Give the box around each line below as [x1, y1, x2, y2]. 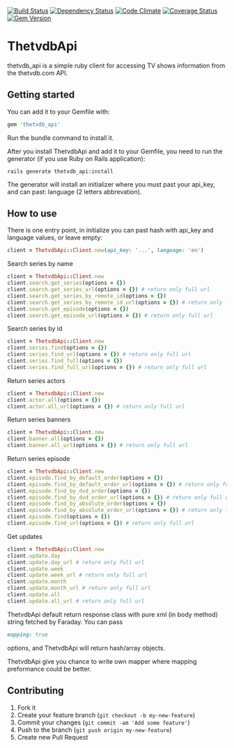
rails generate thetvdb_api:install [7, 168, 114, 175]
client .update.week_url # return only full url [7, 572, 148, 579]
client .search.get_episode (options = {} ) [7, 305, 130, 313]
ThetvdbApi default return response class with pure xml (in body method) [7, 610, 218, 618]
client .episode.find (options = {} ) [7, 513, 111, 520]
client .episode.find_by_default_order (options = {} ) [7, 474, 164, 481]
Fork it [17, 703, 36, 712]
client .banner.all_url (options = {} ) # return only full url [7, 442, 189, 449]
